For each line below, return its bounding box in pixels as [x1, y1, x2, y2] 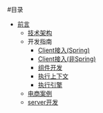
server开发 [27, 98, 59, 106]
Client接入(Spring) [37, 46, 90, 54]
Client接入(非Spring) [37, 55, 96, 63]
